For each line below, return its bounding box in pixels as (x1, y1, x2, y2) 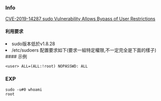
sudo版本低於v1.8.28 (12, 41, 55, 47)
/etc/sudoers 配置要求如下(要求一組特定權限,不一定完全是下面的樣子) (12, 47, 157, 53)
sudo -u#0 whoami (5, 87, 42, 92)
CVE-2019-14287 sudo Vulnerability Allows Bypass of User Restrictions (5, 16, 156, 22)
